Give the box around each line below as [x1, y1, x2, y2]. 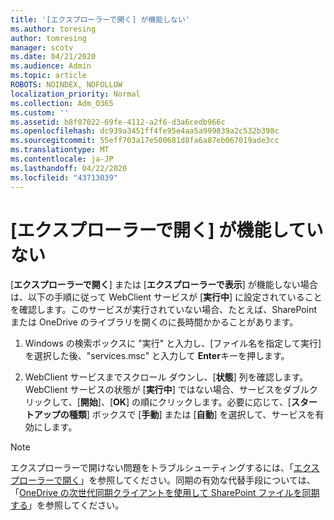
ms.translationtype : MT [10, 145, 110, 155]
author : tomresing [10, 33, 87, 43]
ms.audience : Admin [10, 61, 92, 71]
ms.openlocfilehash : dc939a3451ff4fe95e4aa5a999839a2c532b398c [10, 126, 280, 136]
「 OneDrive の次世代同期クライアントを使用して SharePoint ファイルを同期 [10, 487, 320, 499]
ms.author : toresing [10, 24, 97, 34]
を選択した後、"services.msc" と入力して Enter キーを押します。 [24, 350, 290, 362]
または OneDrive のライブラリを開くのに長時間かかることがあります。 [10, 316, 299, 328]
